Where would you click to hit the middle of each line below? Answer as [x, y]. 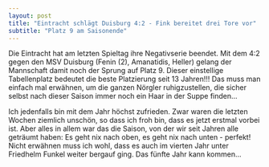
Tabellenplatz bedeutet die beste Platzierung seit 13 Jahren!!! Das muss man [134, 79]
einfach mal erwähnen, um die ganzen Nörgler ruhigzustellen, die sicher [128, 88]
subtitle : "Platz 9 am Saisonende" [68, 31]
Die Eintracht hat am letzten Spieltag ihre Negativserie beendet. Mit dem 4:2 [134, 54]
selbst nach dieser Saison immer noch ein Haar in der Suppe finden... [123, 96]
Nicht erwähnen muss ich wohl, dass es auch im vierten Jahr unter [118, 146]
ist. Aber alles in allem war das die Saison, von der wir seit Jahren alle [124, 128]
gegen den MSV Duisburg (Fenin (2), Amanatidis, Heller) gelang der [120, 62]
